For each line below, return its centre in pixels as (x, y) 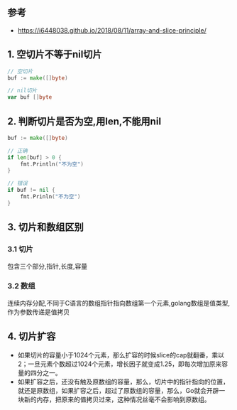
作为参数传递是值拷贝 (38, 312)
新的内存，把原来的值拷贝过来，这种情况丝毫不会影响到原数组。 (117, 399)
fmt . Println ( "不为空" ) (52, 164)
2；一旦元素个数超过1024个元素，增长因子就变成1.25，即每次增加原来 (120, 364)
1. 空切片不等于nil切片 (55, 54)
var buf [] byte (30, 97)
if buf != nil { (31, 190)
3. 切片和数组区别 (45, 227)
